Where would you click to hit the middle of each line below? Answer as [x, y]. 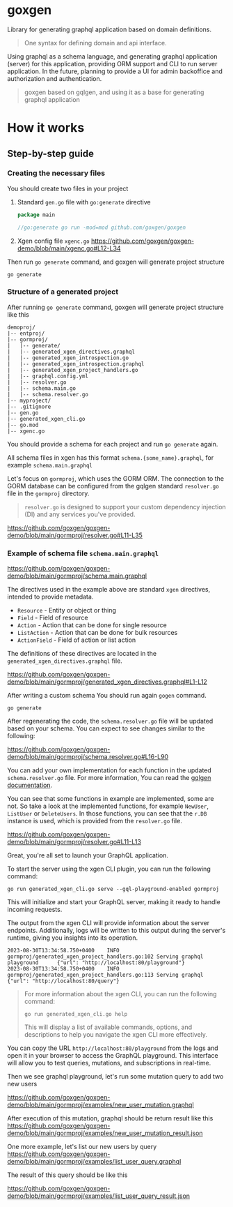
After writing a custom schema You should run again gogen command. [107, 696]
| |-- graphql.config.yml [48, 376]
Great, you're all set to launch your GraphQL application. [88, 855]
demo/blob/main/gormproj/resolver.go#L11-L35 [75, 535]
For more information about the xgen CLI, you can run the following [120, 994]
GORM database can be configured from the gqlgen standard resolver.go [113, 486]
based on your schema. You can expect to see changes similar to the [106, 728]
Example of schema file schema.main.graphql [83, 553]
